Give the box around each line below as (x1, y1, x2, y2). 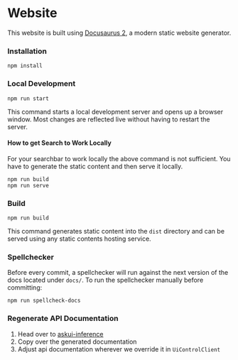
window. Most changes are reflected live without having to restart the (7, 115, 210, 124)
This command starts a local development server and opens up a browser (7, 107, 224, 116)
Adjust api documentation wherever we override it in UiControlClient (17, 344, 221, 353)
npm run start (7, 94, 50, 102)
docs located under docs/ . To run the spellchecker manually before (7, 276, 204, 285)
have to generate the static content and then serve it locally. (7, 162, 183, 170)
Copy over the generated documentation (17, 337, 137, 346)
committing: (7, 283, 43, 292)
